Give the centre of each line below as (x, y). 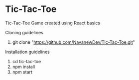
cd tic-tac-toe (27, 61)
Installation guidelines (27, 52)
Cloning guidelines (24, 32)
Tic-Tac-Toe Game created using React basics (53, 23)
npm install (24, 67)
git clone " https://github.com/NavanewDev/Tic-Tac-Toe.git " (74, 42)
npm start (22, 72)
